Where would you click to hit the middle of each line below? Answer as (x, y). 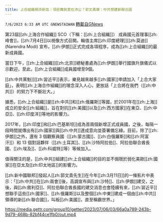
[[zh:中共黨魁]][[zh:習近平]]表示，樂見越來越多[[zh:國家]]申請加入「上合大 (79, 79)
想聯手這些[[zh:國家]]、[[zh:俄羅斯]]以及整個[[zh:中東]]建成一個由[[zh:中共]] (81, 193)
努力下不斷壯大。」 (39, 91)
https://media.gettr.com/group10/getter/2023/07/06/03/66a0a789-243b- (78, 209)
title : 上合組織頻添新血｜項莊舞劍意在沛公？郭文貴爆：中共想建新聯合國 (69, 9)
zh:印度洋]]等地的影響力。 (46, 114)
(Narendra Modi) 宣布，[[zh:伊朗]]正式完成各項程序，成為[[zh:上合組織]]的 (79, 46)
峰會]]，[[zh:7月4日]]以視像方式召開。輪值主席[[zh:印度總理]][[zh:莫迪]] (76, 40)
